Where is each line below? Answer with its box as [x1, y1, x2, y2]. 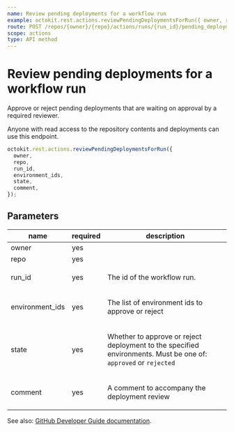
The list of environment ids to [107, 298, 203, 307]
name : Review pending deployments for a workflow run [7, 10, 167, 17]
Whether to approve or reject [107, 332, 202, 341]
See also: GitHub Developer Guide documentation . [7, 416, 152, 425]
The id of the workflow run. [107, 272, 196, 282]
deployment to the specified [107, 340, 200, 350]
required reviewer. [7, 111, 60, 120]
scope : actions [7, 29, 52, 37]
